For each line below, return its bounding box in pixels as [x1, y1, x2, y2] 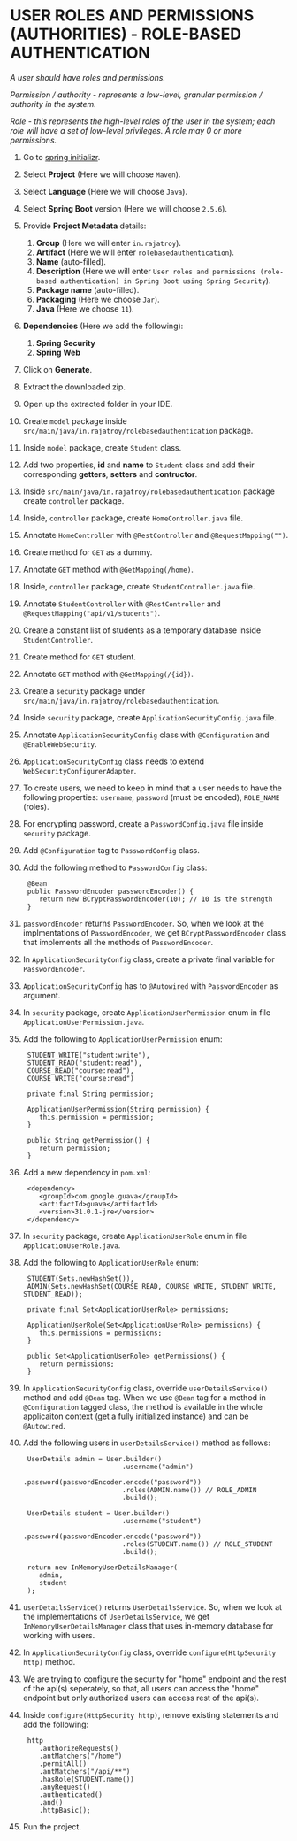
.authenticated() [39, 1790, 103, 1799]
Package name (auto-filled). [35, 284, 140, 295]
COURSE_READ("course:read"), [27, 1066, 135, 1075]
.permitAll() [39, 1759, 88, 1768]
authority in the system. [10, 98, 96, 109]
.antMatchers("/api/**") [39, 1767, 131, 1776]
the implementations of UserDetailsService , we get [22, 1611, 210, 1621]
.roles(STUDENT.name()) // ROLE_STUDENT [121, 1539, 273, 1549]
